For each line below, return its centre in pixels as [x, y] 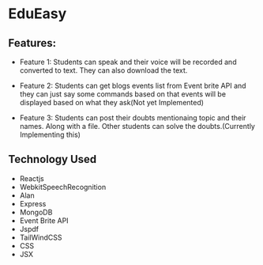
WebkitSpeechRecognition [63, 187]
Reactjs [32, 178]
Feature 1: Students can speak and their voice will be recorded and [128, 62]
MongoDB [36, 212]
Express [33, 203]
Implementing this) [50, 134]
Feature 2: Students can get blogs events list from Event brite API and [133, 85]
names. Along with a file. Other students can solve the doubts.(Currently [137, 126]
